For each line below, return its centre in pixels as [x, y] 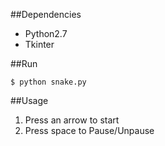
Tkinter [39, 44]
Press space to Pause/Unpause [89, 130]
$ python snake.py [48, 82]
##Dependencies [46, 14]
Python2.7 [46, 33]
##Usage [29, 100]
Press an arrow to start [72, 120]
